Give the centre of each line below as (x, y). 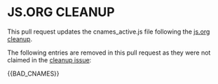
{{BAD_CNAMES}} (33, 73)
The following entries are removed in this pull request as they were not (109, 52)
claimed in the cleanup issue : (49, 59)
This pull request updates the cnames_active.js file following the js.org (109, 31)
